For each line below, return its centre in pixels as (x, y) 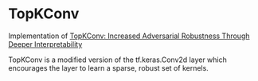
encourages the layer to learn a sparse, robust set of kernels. (108, 67)
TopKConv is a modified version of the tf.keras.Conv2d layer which (117, 60)
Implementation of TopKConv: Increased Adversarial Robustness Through (129, 36)
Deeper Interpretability (45, 44)
